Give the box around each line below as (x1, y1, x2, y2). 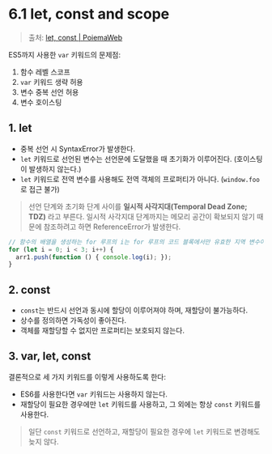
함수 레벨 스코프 (19, 66, 70, 77)
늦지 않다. (28, 436, 59, 446)
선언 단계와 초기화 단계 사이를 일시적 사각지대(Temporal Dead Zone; (28, 202, 248, 211)
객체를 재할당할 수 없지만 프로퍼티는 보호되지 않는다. (19, 325, 185, 336)
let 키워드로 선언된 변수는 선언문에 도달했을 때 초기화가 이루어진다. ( (19, 154, 237, 163)
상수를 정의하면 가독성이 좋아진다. (19, 316, 127, 325)
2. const (8, 282, 51, 296)
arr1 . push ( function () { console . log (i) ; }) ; (15, 252, 172, 261)
